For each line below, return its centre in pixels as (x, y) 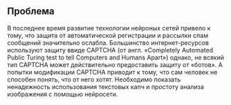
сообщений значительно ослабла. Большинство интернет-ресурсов (108, 42)
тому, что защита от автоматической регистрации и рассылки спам (108, 35)
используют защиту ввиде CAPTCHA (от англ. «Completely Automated (110, 50)
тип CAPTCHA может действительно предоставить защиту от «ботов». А (115, 64)
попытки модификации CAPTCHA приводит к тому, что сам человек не (112, 72)
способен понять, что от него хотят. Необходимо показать (94, 79)
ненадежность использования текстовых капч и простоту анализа (105, 86)
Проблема (31, 11)
